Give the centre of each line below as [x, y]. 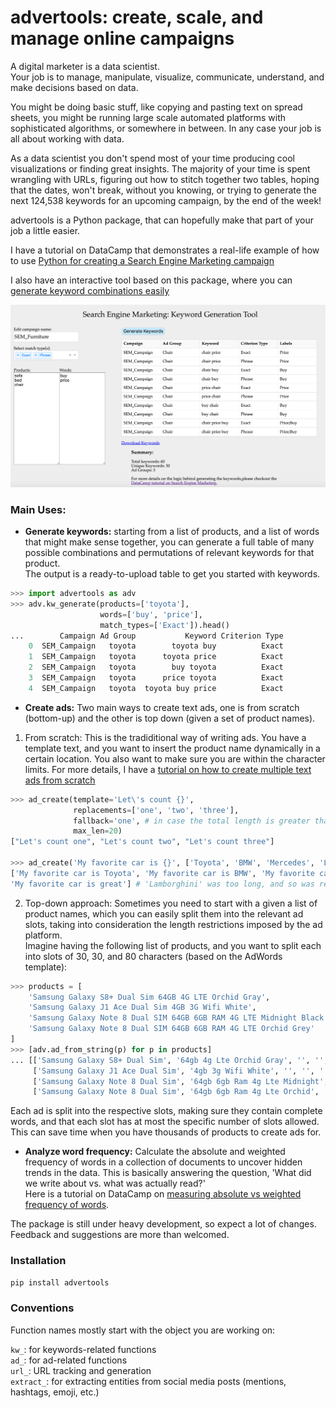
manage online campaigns [122, 38]
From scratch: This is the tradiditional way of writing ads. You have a [165, 737]
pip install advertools [60, 1282]
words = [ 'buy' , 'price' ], [151, 614]
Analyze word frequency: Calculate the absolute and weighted [155, 1152]
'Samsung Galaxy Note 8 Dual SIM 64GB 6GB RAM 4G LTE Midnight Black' [178, 1018]
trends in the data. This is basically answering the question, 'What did [168, 1173]
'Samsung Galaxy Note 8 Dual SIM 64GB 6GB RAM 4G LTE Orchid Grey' [171, 1029]
